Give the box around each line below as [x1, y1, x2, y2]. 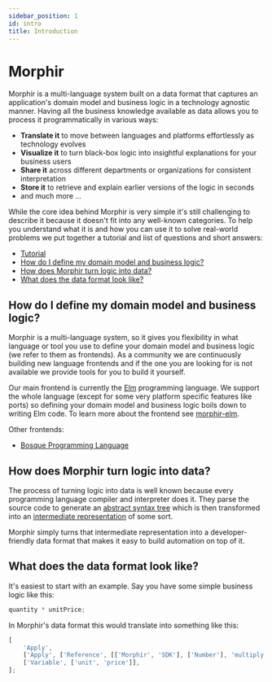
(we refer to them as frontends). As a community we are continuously [8, 350, 242, 360]
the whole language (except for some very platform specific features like [8, 391, 252, 401]
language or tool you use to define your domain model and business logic [8, 341, 255, 351]
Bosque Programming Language [20, 440, 129, 450]
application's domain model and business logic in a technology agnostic [8, 98, 251, 107]
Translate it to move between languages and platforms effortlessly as [20, 131, 255, 141]
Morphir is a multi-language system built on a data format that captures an [8, 89, 258, 98]
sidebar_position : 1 [8, 11, 79, 20]
